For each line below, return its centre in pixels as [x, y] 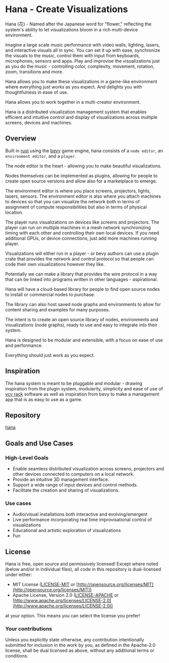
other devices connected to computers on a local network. [73, 474]
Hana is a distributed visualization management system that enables [76, 112]
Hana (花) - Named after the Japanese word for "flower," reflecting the [78, 24]
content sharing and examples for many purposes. [58, 310]
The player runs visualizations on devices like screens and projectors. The [82, 222]
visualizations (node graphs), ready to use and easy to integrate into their [81, 325]
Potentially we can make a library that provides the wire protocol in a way [81, 274]
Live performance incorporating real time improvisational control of [82, 520]
